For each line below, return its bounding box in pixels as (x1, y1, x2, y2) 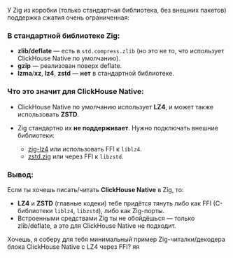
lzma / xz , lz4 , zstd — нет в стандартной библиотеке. (17, 69, 175, 78)
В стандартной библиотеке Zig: (7, 31, 120, 41)
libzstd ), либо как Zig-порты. (76, 206, 165, 215)
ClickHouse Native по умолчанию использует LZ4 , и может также (17, 102, 214, 111)
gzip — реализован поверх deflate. (17, 62, 122, 70)
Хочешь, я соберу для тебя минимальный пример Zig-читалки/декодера (7, 235, 226, 243)
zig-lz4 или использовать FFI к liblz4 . (27, 144, 142, 153)
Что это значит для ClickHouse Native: (7, 87, 144, 97)
